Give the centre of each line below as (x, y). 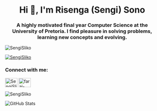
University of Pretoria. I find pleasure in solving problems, (82, 31)
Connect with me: (27, 70)
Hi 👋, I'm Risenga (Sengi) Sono (82, 10)
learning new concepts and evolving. (82, 37)
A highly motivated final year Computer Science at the (82, 25)
